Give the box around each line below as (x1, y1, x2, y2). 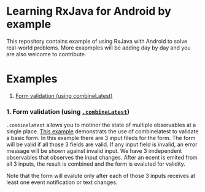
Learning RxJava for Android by (6, 4, 172, 18)
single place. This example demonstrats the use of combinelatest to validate (6, 128, 199, 135)
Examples (6, 72, 58, 86)
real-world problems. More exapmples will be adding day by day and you (6, 44, 191, 51)
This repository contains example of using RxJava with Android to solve (6, 37, 188, 45)
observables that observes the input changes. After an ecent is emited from (6, 154, 198, 161)
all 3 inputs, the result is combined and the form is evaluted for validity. (6, 160, 186, 168)
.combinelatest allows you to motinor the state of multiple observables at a (6, 121, 196, 129)
